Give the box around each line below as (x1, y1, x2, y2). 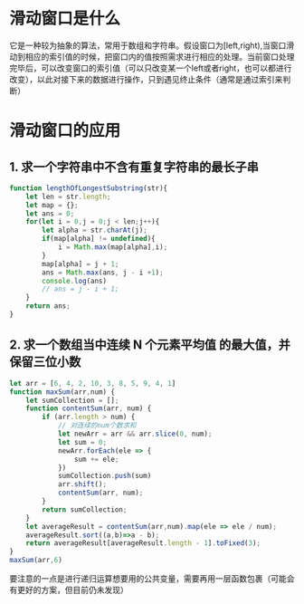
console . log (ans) (42, 276, 107, 285)
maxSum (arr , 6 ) (9, 556, 63, 565)
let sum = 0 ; (57, 437, 107, 446)
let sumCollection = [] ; (25, 396, 119, 405)
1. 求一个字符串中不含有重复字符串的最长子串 (9, 159, 260, 175)
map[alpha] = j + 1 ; (42, 259, 119, 268)
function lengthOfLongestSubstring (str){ (9, 183, 168, 193)
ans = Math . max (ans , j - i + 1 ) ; (42, 268, 165, 277)
